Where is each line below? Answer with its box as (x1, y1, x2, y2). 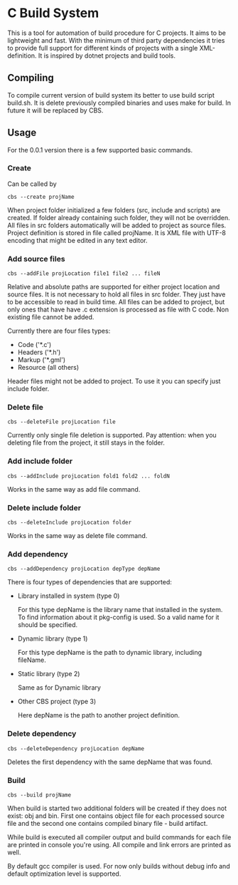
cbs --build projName (7, 791, 72, 799)
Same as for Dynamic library (17, 683, 102, 692)
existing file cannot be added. (7, 313, 94, 321)
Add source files (7, 254, 65, 264)
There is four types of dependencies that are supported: (7, 578, 173, 586)
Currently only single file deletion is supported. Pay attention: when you (7, 431, 217, 440)
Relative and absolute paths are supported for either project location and (7, 283, 220, 291)
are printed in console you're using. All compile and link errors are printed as (7, 840, 232, 849)
